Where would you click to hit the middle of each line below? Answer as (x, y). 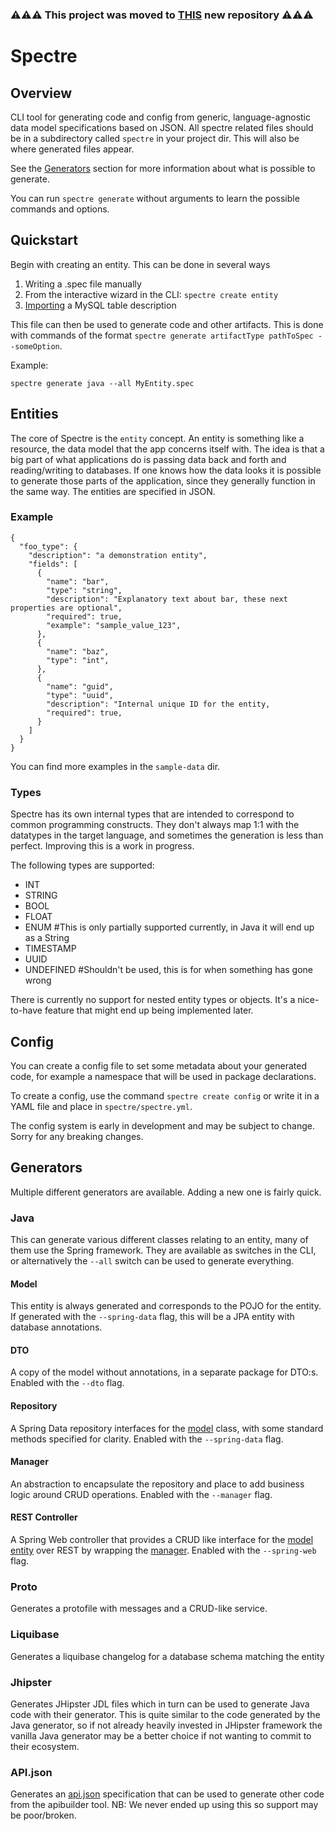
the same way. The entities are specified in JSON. (113, 491)
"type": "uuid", (80, 695)
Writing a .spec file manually (83, 284)
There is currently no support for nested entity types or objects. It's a (153, 1000)
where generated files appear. (72, 149)
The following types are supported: (82, 865)
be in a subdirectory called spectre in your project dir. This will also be (155, 138)
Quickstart (44, 240)
